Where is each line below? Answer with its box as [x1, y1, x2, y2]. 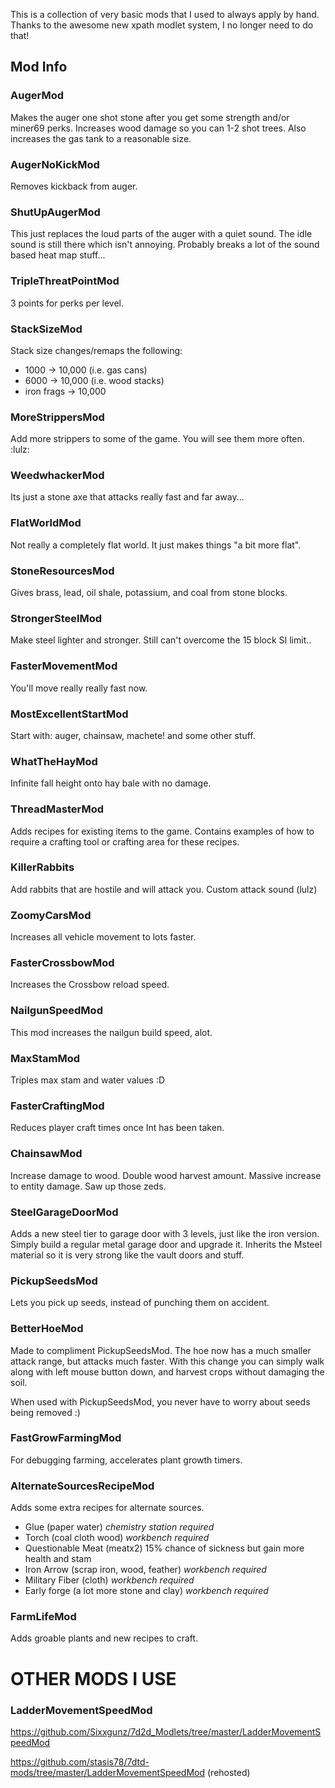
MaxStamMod [10, 1051, 81, 1065]
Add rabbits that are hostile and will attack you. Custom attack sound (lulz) [10, 883, 318, 895]
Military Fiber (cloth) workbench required [24, 1574, 195, 1586]
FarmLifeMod [10, 1610, 77, 1624]
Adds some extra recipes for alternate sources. [10, 1502, 205, 1514]
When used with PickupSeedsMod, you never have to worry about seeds [10, 1395, 311, 1408]
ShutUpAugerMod [10, 205, 101, 219]
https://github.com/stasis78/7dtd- [10, 1755, 150, 1768]
